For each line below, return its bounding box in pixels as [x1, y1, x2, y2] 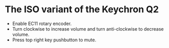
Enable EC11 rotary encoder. [12, 20, 72, 27]
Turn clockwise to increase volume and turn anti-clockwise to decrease [12, 26, 164, 32]
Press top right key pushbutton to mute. [12, 37, 97, 43]
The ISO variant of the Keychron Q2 [5, 4, 159, 15]
